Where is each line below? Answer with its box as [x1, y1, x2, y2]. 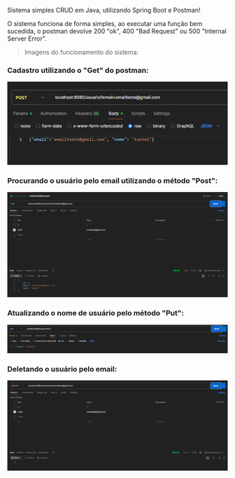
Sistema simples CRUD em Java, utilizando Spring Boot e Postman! [7, 6, 201, 14]
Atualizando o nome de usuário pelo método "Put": [7, 308, 184, 318]
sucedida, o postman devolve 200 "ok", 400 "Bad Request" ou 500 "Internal [7, 27, 227, 35]
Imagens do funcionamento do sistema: [24, 48, 138, 56]
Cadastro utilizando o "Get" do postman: [7, 65, 149, 75]
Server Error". [7, 34, 47, 43]
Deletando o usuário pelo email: [7, 364, 117, 374]
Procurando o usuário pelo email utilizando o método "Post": [7, 175, 218, 185]
